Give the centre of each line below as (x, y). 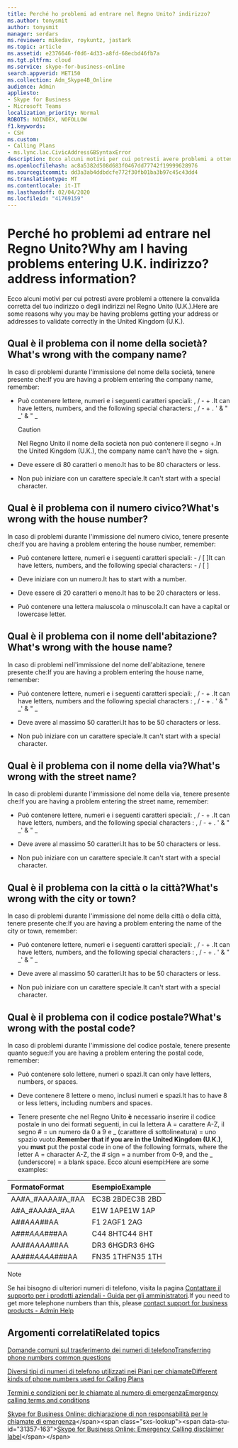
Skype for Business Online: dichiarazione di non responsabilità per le (108, 1414)
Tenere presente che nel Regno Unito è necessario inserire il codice (117, 1117)
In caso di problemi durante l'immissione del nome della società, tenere (111, 372)
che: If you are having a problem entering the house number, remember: (112, 544)
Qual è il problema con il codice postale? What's (114, 1017)
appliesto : (23, 93)
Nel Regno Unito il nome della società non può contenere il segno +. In (119, 443)
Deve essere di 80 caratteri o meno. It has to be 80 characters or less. (119, 464)
